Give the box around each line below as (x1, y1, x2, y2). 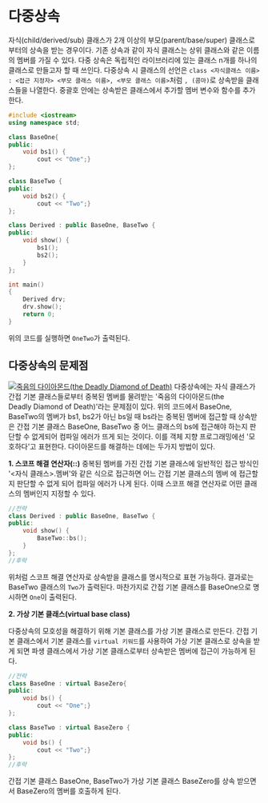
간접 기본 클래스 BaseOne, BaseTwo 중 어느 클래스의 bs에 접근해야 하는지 (16, 421, 248, 431)
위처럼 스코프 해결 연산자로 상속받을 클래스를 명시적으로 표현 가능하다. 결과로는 (8, 572, 254, 581)
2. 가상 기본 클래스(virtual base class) (8, 609, 130, 618)
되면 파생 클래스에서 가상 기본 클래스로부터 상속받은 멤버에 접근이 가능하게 (16, 645, 248, 656)
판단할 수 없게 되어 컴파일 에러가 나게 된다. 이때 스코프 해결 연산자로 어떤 (16, 478, 242, 488)
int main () (8, 281, 45, 289)
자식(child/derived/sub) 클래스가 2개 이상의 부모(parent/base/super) (8, 35, 228, 45)
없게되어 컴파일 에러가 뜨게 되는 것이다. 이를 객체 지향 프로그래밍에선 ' (31, 431, 250, 441)
